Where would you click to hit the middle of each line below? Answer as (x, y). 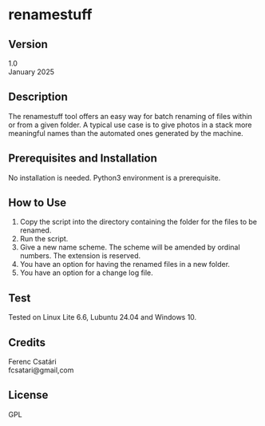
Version (28, 44)
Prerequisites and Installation (83, 159)
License (28, 395)
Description (38, 97)
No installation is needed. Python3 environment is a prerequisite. (115, 177)
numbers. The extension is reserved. (80, 256)
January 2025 (31, 72)
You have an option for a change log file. (86, 273)
